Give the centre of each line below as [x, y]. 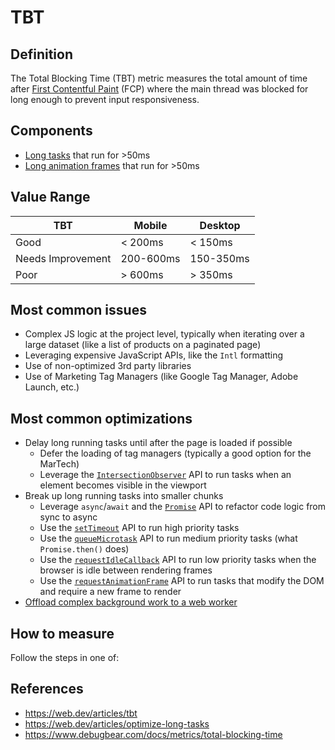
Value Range [50, 197]
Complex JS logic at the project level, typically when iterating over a [164, 334]
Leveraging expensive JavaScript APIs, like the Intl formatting [154, 355]
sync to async [68, 517]
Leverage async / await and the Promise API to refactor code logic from [183, 507]
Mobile [150, 225]
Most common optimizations [101, 418]
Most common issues [78, 310]
